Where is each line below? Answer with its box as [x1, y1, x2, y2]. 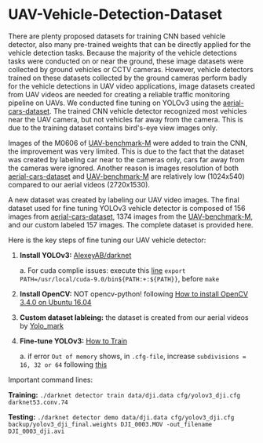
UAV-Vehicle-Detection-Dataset [8, 5, 222, 24]
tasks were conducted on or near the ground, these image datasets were [8, 56, 244, 66]
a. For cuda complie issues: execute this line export [19, 265, 186, 275]
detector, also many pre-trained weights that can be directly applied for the [8, 39, 251, 49]
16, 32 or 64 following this [19, 359, 108, 369]
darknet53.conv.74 [8, 398, 68, 406]
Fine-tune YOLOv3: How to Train [19, 336, 128, 346]
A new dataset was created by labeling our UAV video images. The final [8, 194, 239, 205]
